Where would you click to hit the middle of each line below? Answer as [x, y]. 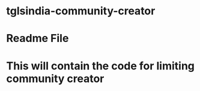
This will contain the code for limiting [101, 66]
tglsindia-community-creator [81, 11]
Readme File [38, 39]
